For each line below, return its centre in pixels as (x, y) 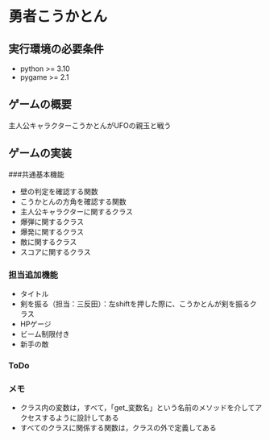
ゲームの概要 (40, 104)
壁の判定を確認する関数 (59, 191)
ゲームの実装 (40, 154)
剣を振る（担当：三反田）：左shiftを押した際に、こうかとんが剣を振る (135, 304)
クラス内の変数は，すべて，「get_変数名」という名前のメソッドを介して (137, 408)
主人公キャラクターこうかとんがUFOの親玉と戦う (90, 125)
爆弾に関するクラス (52, 222)
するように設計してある (80, 418)
